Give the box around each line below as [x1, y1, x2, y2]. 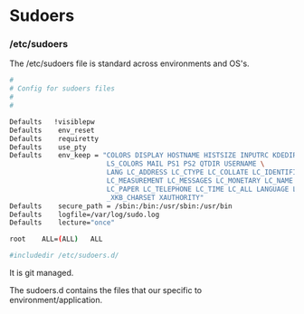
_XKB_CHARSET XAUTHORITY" [106, 193, 204, 202]
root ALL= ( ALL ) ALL [9, 234, 103, 244]
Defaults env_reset [9, 126, 95, 135]
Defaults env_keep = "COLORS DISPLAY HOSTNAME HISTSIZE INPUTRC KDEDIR [9, 151, 298, 160]
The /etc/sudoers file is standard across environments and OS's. [9, 58, 251, 69]
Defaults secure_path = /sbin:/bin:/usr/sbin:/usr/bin [9, 201, 233, 211]
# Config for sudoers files [9, 84, 116, 93]
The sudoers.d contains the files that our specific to [9, 285, 202, 296]
